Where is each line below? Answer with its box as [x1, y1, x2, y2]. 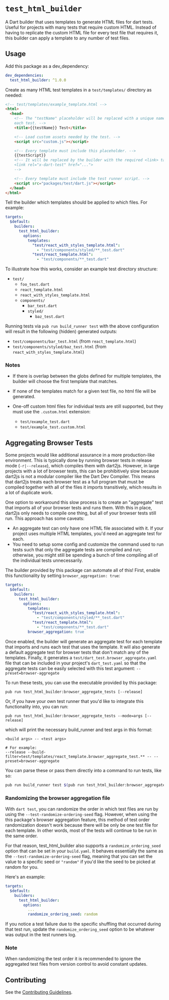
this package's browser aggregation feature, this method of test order [5, 817, 150, 823]
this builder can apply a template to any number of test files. [5, 35, 130, 41]
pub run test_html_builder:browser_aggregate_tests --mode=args [5, 713, 143, 719]
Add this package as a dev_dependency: [5, 63, 90, 69]
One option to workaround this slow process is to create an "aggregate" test [5, 499, 163, 505]
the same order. [5, 833, 38, 839]
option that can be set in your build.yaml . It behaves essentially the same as [5, 848, 163, 854]
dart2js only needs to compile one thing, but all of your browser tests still [5, 510, 156, 516]
